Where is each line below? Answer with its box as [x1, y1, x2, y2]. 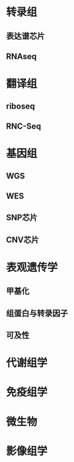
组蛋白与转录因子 [6, 308, 68, 318]
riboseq [6, 101, 35, 111]
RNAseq [6, 51, 37, 61]
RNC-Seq [6, 121, 41, 131]
